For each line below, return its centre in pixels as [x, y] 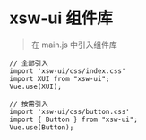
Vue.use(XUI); [36, 86]
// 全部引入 [29, 63]
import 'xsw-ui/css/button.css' [69, 111]
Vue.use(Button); [42, 127]
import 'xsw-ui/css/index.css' [68, 71]
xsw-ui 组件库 [61, 18]
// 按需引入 [29, 103]
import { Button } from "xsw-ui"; [74, 119]
